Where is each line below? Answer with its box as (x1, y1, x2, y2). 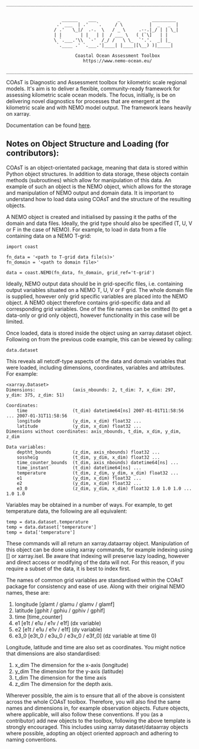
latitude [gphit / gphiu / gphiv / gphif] (14, 607, 105, 614)
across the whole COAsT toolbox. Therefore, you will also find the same (6, 698, 181, 705)
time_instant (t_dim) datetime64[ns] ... (17, 465, 142, 471)
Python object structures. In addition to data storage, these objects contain (6, 170, 189, 177)
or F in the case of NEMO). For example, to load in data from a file (6, 226, 167, 233)
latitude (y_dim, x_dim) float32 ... (17, 423, 142, 429)
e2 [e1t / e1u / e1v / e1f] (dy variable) (14, 626, 102, 633)
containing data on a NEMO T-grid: (6, 232, 91, 239)
